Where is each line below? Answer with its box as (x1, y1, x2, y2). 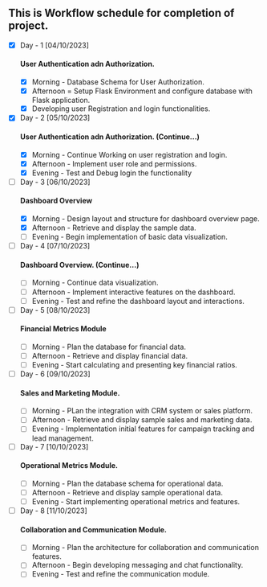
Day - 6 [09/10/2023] (19, 369, 91, 379)
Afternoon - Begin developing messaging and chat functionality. (31, 560, 244, 570)
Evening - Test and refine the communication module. (31, 569, 210, 579)
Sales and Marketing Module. (19, 388, 120, 397)
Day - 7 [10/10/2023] (19, 441, 89, 451)
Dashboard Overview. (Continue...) (19, 260, 140, 269)
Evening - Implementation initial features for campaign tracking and (31, 424, 255, 433)
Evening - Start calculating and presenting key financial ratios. (31, 360, 238, 370)
